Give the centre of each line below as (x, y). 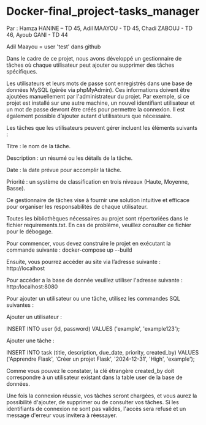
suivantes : (20, 305)
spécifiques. (22, 71)
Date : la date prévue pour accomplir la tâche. (64, 170)
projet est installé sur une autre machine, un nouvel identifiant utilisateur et (101, 103)
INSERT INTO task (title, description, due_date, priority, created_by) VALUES (103, 352)
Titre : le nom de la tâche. (39, 146)
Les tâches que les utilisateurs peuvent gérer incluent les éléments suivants (102, 127)
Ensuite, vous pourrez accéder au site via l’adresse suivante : (84, 261)
